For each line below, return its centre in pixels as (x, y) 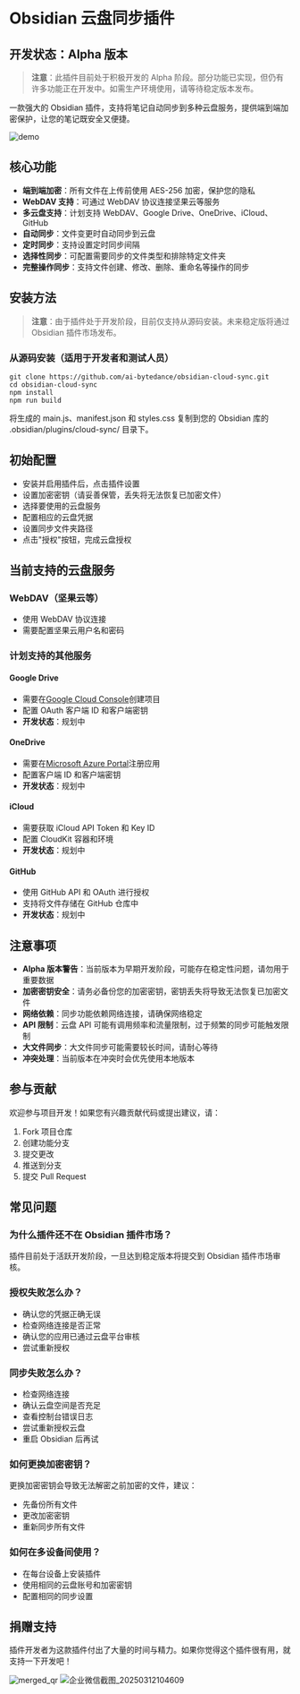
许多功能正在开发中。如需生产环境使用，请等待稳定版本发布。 (145, 89)
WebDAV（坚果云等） (57, 598)
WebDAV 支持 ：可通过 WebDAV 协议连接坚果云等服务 (121, 201)
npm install (31, 392)
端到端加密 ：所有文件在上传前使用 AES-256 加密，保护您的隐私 (139, 190)
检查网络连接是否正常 (61, 1325)
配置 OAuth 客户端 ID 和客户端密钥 (85, 710)
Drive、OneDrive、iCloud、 (222, 212)
